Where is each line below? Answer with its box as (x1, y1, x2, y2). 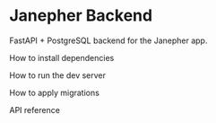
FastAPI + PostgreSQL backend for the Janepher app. (9, 35, 208, 46)
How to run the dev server (9, 69, 106, 81)
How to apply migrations (9, 87, 100, 98)
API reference (9, 104, 61, 115)
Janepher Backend (9, 5, 153, 26)
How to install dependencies (9, 52, 115, 63)
